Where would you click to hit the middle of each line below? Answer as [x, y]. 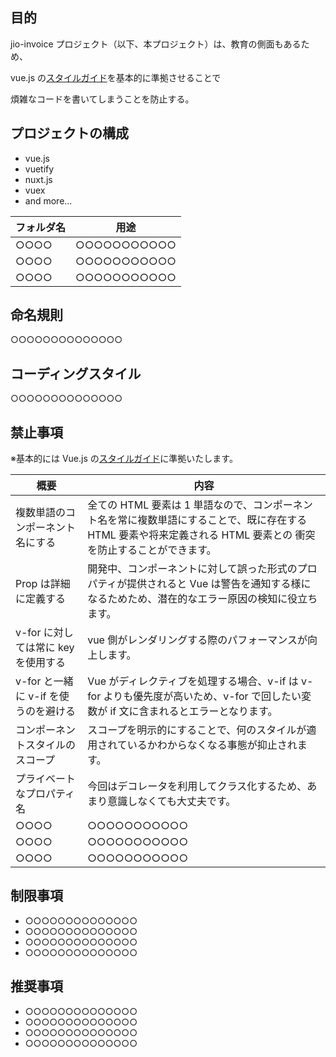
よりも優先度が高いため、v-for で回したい [202, 696]
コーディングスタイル [76, 373]
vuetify [39, 169]
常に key [54, 648]
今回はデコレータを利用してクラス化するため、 [197, 786]
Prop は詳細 [43, 584]
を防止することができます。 [152, 550]
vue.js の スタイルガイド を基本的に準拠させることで [116, 77]
